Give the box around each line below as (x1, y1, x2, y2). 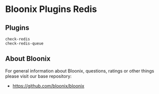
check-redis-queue (5, 41, 44, 46)
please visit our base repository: (5, 73, 72, 79)
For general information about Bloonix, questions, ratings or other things (5, 67, 154, 73)
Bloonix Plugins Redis (5, 3, 97, 15)
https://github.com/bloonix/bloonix (12, 82, 84, 88)
